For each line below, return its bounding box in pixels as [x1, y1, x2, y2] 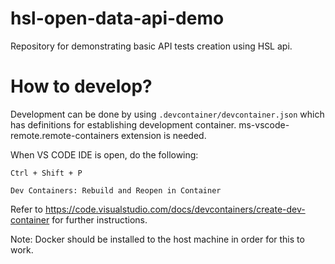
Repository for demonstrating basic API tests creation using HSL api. [10, 40, 293, 52]
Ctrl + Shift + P [10, 168, 83, 178]
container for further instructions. [10, 213, 148, 226]
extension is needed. [120, 129, 207, 141]
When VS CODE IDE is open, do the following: [10, 148, 199, 161]
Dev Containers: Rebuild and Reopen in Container [10, 185, 222, 196]
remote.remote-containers [10, 129, 120, 141]
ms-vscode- [238, 118, 290, 131]
